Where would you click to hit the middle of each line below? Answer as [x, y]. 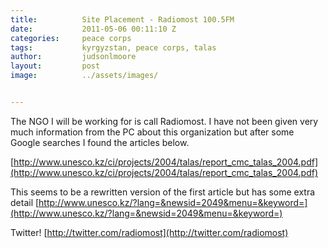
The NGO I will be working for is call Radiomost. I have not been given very [164, 121]
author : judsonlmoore [73, 57]
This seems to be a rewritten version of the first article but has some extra [163, 192]
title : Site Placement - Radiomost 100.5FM [122, 19]
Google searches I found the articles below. [100, 142]
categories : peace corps [71, 38]
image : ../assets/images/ [84, 76]
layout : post [55, 66]
